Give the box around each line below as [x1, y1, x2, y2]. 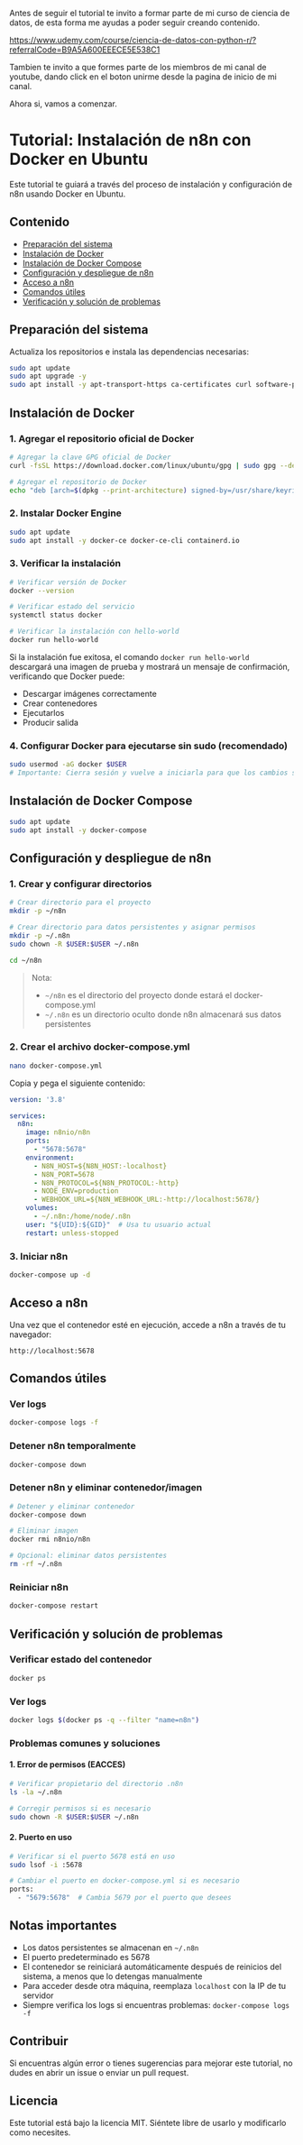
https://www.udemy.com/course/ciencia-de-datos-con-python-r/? [9, 35, 257, 45]
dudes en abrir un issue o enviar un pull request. [9, 2067, 189, 2077]
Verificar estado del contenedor [9, 1654, 152, 1666]
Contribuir [9, 2033, 69, 2049]
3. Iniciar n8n [9, 1250, 69, 1262]
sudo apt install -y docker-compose [9, 825, 147, 835]
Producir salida [22, 717, 79, 728]
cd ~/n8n [9, 956, 42, 965]
